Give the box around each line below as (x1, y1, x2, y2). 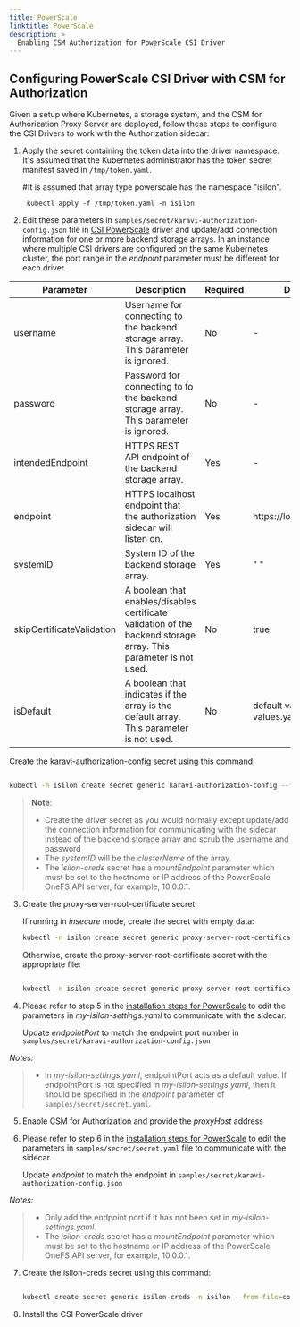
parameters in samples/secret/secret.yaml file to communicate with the (21, 1143, 287, 1153)
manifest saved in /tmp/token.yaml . (21, 165, 152, 176)
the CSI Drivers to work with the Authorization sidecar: (9, 128, 210, 139)
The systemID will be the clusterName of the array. (44, 852, 232, 863)
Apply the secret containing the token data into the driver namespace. (21, 145, 279, 157)
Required (204, 284, 245, 296)
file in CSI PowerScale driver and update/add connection (68, 225, 278, 235)
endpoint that (124, 499, 181, 511)
